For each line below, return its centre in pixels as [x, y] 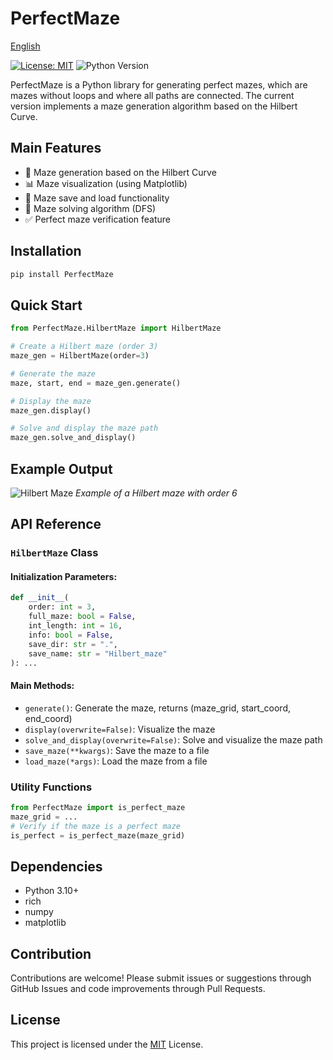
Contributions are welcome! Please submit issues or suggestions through [161, 978]
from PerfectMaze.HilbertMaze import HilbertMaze [116, 328]
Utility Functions [51, 787]
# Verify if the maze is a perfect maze [96, 826]
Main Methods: [42, 686]
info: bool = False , [71, 635]
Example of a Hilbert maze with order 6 [156, 493]
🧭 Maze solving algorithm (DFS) [90, 208]
